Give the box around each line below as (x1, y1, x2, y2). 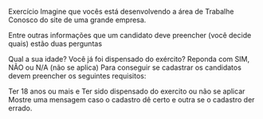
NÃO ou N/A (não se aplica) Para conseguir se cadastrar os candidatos (8, 63, 241, 72)
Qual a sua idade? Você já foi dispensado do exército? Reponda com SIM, (8, 55, 249, 63)
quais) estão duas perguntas (8, 39, 102, 48)
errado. (8, 103, 33, 113)
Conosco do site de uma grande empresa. (8, 15, 147, 25)
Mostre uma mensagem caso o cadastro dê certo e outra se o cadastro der (8, 95, 255, 104)
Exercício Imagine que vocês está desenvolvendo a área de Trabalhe (8, 7, 234, 16)
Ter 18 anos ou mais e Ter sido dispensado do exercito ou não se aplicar (8, 86, 245, 96)
